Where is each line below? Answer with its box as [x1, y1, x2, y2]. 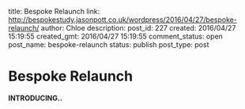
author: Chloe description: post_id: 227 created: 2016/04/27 [40, 24, 236, 32]
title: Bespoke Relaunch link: [8, 7, 100, 16]
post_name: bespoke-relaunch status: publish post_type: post [8, 40, 209, 49]
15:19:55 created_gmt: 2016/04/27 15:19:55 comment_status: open [8, 31, 224, 41]
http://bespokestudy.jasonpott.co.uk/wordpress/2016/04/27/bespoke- [8, 15, 237, 24]
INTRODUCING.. [8, 93, 63, 103]
